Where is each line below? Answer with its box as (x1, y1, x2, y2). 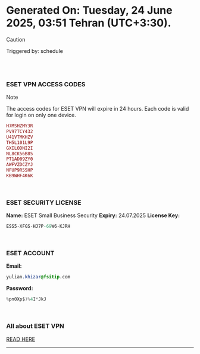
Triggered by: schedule (6, 47, 64, 54)
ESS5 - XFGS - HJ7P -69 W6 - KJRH (6, 224, 70, 230)
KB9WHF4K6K (6, 173, 33, 179)
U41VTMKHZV (6, 134, 33, 140)
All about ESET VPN (6, 322, 64, 330)
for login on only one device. (6, 111, 76, 119)
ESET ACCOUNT (6, 249, 55, 258)
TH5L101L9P (6, 139, 33, 146)
